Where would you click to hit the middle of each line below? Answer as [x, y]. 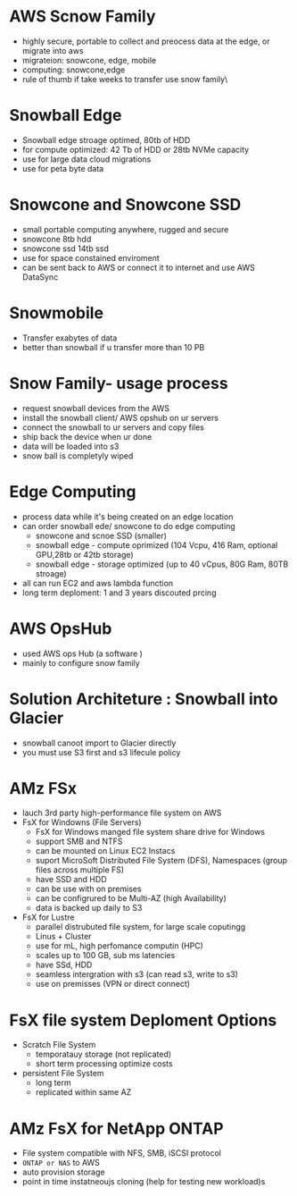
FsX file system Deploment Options [143, 1020]
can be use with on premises [88, 889]
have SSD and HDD [71, 880]
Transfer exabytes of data [70, 338]
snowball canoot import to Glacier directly [99, 743]
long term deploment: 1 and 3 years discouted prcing [119, 593]
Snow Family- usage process [119, 383]
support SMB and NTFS [79, 841]
